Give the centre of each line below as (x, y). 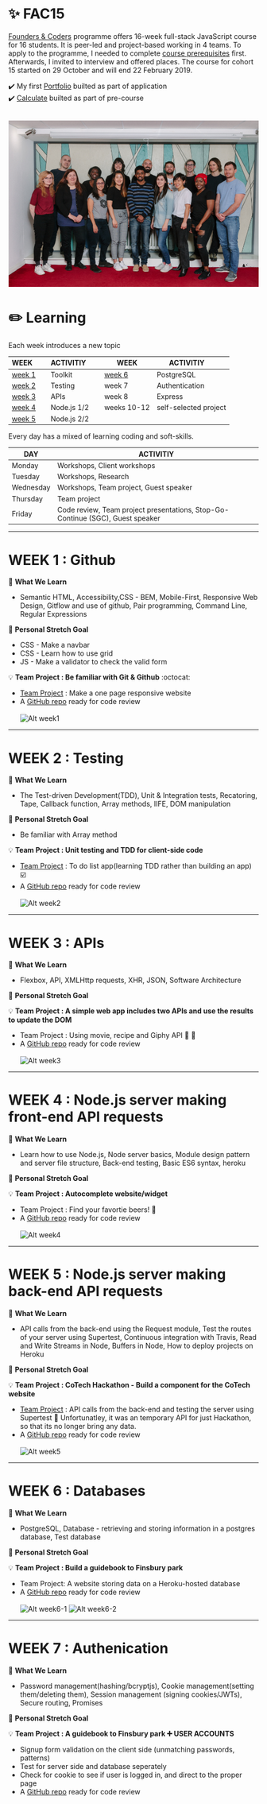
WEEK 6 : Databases (77, 1491)
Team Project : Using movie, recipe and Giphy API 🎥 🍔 (108, 1036)
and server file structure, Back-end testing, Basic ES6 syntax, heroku (133, 1163)
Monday (25, 465)
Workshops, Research (93, 477)
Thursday (27, 498)
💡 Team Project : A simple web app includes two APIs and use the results (131, 1011)
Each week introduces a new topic (64, 345)
